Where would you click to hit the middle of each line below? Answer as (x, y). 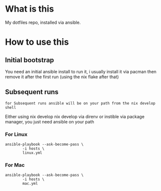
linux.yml (32, 153)
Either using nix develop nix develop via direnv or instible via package (75, 116)
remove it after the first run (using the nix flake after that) (62, 77)
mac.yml (30, 184)
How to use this (37, 42)
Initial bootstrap (30, 60)
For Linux (16, 134)
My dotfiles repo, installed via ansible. (43, 22)
